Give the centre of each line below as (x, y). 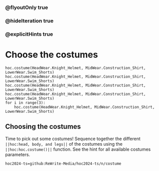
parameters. (18, 154)
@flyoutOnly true (27, 7)
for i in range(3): (25, 103)
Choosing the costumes (43, 127)
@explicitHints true (29, 34)
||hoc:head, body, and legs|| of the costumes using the (64, 144)
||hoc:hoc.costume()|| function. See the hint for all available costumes (78, 149)
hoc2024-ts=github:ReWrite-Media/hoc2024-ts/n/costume (63, 164)
